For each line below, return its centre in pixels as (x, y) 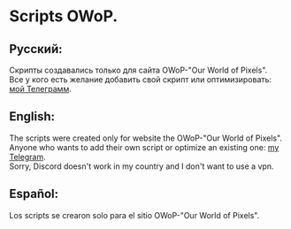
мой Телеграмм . (41, 89)
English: (32, 117)
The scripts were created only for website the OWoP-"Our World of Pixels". (146, 138)
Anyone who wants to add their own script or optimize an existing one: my (144, 147)
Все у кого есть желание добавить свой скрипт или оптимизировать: (141, 80)
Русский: (36, 49)
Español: (34, 194)
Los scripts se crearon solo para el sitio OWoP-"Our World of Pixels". (134, 215)
